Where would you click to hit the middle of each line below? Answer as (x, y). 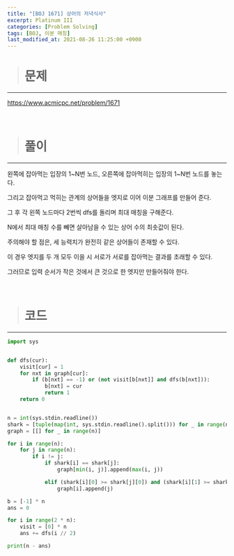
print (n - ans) (29, 546)
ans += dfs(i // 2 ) (48, 534)
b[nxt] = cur (63, 386)
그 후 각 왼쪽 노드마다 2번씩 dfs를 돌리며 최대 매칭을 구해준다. (91, 212)
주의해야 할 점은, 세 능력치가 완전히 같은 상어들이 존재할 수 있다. (93, 242)
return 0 (32, 400)
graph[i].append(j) (85, 489)
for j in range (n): (48, 450)
